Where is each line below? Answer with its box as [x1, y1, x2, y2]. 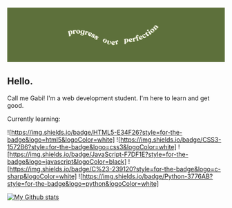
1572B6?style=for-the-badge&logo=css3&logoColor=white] [7, 142, 177, 151]
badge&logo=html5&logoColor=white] [7, 135, 115, 144]
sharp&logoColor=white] [7, 172, 77, 180]
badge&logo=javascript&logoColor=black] [7, 157, 127, 166]
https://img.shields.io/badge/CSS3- [120, 135, 222, 144]
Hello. [7, 75, 33, 87]
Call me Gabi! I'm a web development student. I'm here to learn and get [7, 94, 210, 102]
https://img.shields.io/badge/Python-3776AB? [82, 172, 213, 180]
